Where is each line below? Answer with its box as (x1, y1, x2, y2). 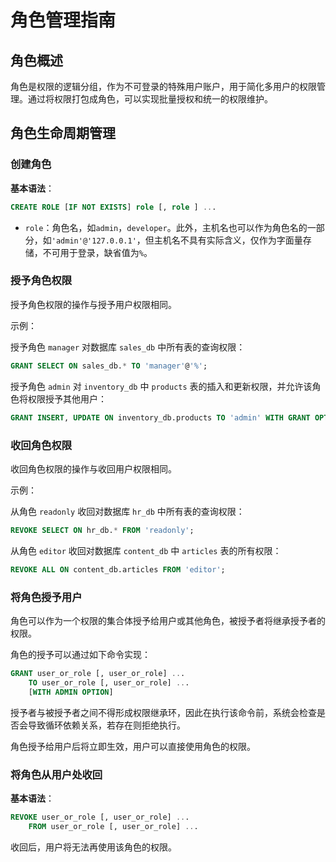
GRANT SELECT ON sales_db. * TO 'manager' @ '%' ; (10, 361, 208, 371)
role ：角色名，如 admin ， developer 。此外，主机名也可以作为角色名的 (24, 221, 308, 233)
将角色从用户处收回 (10, 767, 103, 781)
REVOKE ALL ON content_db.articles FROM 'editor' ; (10, 564, 226, 575)
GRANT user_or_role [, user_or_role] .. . (10, 668, 186, 678)
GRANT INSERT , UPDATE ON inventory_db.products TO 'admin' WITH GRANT (10, 412, 311, 423)
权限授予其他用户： (27, 392, 107, 405)
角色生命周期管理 (10, 125, 116, 142)
